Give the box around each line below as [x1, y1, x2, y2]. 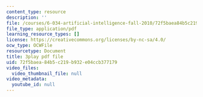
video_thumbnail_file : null [11, 70, 83, 77]
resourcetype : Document [6, 48, 66, 54]
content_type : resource [6, 8, 66, 15]
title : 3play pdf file [6, 54, 63, 60]
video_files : [6, 64, 39, 71]
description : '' [6, 14, 47, 20]
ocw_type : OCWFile [6, 43, 53, 49]
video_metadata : [6, 76, 47, 82]
